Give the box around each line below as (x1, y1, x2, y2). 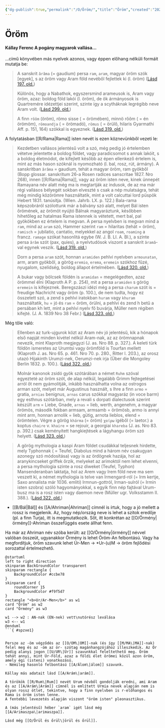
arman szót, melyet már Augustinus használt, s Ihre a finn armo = (17, 386, 148, 392)
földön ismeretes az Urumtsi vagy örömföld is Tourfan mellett (17, 345, 141, 351)
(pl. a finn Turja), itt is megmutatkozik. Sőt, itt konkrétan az (12, 515, 131, 521)
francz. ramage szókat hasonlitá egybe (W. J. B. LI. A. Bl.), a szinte (17, 234, 150, 240)
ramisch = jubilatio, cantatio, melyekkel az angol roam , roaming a (17, 229, 146, 235)
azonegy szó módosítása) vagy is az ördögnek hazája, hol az (17, 453, 141, 459)
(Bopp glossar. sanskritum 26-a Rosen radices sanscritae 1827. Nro (17, 172, 153, 177)
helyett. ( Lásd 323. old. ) (17, 433, 66, 439)
